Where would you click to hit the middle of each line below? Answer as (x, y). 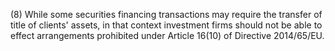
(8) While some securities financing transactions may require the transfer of (166, 14)
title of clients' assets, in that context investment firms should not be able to (166, 25)
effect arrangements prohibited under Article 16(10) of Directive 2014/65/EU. (167, 35)
